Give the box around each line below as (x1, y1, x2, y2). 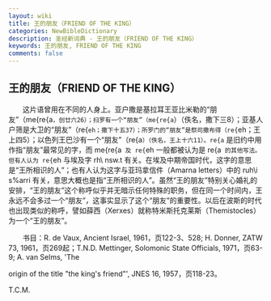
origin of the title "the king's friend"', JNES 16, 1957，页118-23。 (8, 269, 222, 278)
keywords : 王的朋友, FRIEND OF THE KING (8, 42, 142, 50)
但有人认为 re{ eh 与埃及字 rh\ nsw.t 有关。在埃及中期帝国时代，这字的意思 (8, 155, 252, 164)
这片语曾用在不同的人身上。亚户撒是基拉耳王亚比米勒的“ (22, 104, 210, 114)
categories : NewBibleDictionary (8, 27, 117, 35)
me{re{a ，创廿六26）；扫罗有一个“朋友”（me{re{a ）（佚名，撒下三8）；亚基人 (25, 114, 264, 124)
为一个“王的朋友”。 (8, 215, 72, 225)
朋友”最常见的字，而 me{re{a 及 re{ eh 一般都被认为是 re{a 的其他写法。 (25, 145, 261, 155)
